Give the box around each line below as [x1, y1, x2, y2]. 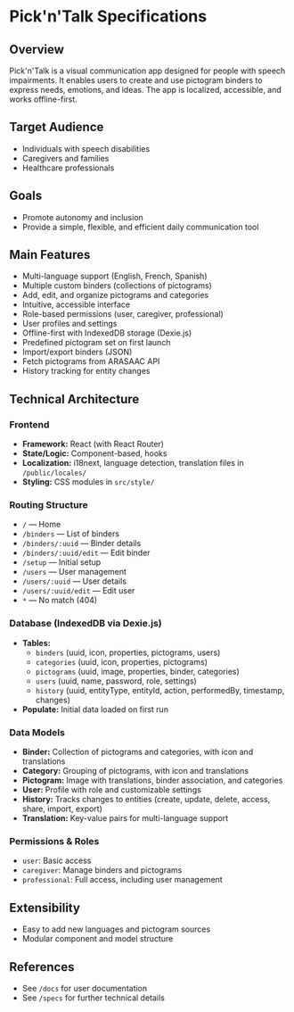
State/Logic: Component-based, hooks [21, 448, 167, 459]
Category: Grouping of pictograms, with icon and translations [21, 766, 249, 776]
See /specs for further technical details [21, 992, 165, 1003]
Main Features [9, 247, 91, 262]
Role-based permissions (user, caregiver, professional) [21, 309, 225, 319]
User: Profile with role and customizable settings [21, 784, 202, 795]
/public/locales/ [21, 469, 87, 478]
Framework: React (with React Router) [21, 439, 165, 450]
